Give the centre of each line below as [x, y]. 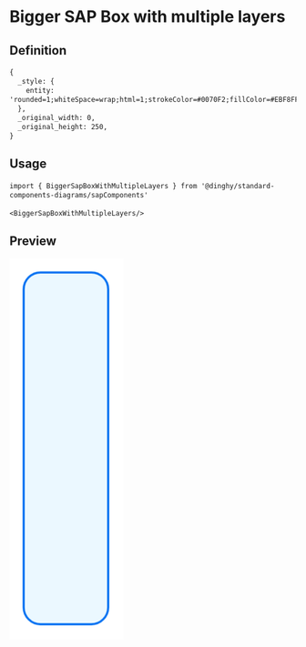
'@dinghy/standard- [238, 186]
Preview [33, 242]
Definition [38, 51]
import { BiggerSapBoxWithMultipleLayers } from [103, 186]
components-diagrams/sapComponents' [79, 195]
